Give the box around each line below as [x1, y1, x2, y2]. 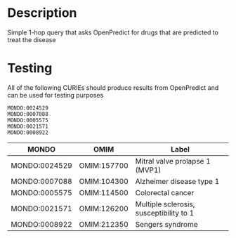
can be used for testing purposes [7, 91, 104, 99]
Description [7, 5, 77, 21]
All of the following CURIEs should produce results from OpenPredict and [7, 83, 219, 92]
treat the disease [7, 35, 56, 44]
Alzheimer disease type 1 [135, 176, 220, 186]
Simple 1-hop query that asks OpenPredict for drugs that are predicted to [7, 28, 219, 37]
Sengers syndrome [135, 219, 198, 229]
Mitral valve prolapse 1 [135, 156, 211, 166]
